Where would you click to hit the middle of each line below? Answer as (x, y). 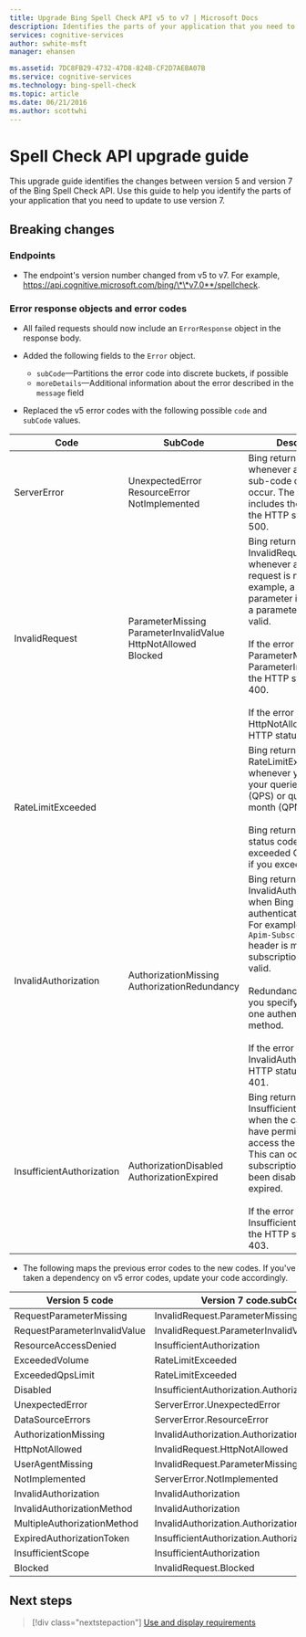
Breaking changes (62, 229)
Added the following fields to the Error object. (109, 356)
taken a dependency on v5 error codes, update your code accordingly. (155, 1278)
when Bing (271, 902)
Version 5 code (80, 1300)
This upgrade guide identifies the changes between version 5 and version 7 (151, 181)
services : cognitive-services (67, 35)
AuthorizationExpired (173, 1177)
